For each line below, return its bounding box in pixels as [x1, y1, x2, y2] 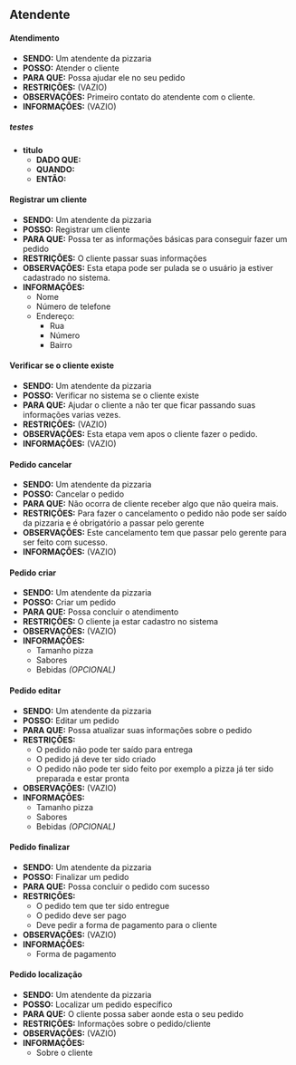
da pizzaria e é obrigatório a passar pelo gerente [22, 518, 205, 528]
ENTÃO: [35, 173, 67, 184]
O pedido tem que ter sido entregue [35, 900, 170, 911]
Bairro [49, 339, 72, 350]
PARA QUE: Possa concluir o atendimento [22, 606, 179, 617]
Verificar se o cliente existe [9, 360, 115, 371]
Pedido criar [9, 566, 57, 578]
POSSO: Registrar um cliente [22, 224, 130, 235]
